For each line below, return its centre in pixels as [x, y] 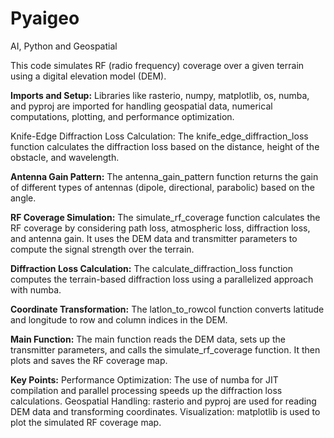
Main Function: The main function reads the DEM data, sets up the [148, 339]
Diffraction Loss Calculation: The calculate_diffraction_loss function [151, 268]
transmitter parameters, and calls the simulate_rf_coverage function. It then [165, 349]
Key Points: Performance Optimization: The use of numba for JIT [144, 379]
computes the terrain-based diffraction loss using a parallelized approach [162, 279]
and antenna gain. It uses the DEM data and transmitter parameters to [154, 238]
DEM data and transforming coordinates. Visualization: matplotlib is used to [165, 411]
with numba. [36, 289]
